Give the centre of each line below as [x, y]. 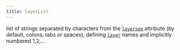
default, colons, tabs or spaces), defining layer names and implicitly [89, 34]
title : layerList [27, 11]
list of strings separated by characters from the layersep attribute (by [90, 28]
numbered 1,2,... [26, 41]
